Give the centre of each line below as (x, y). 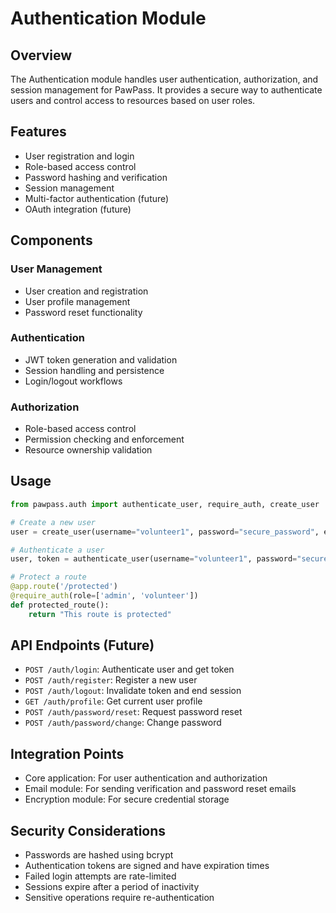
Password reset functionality (83, 312)
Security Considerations (88, 830)
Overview (41, 55)
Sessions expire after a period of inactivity (112, 887)
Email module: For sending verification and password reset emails (160, 789)
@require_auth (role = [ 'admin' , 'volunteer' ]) (104, 596)
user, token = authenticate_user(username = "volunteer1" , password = (154, 559)
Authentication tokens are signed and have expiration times (147, 866)
